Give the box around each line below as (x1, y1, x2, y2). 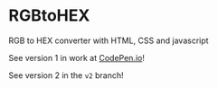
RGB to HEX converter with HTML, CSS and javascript (8, 35, 209, 46)
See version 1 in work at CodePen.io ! (8, 52, 146, 63)
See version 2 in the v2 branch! (8, 69, 124, 81)
